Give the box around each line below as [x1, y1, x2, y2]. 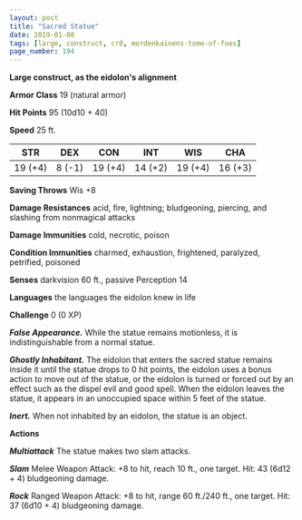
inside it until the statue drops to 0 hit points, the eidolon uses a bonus [9, 364, 272, 375]
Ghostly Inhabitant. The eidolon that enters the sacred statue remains [9, 355, 273, 366]
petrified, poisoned [9, 257, 81, 268]
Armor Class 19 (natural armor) [9, 90, 127, 101]
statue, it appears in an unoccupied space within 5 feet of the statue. [9, 393, 267, 404]
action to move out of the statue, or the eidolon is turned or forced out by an [9, 374, 294, 385]
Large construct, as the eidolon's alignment [9, 72, 177, 83]
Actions [9, 428, 40, 439]
